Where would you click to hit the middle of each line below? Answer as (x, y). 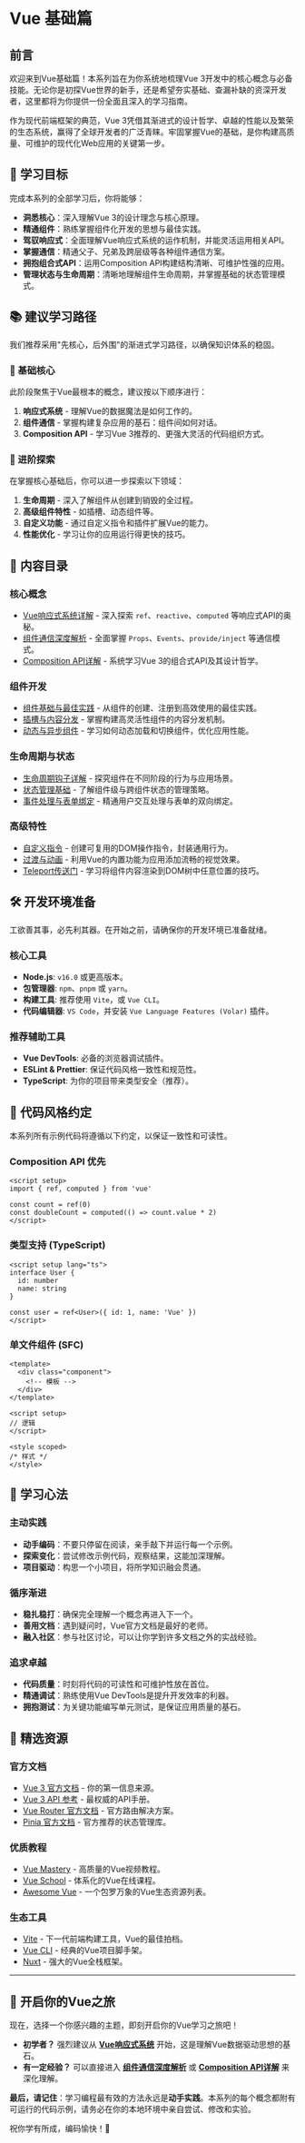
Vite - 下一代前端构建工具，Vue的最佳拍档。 (105, 1939)
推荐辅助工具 (38, 1036)
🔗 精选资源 (39, 1738)
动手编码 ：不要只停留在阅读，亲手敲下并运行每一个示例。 (130, 1544)
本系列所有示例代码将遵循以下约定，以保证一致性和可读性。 (121, 1136)
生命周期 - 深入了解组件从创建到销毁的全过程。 (110, 500)
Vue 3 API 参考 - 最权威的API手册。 (89, 1799)
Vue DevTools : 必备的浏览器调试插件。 (95, 1058)
